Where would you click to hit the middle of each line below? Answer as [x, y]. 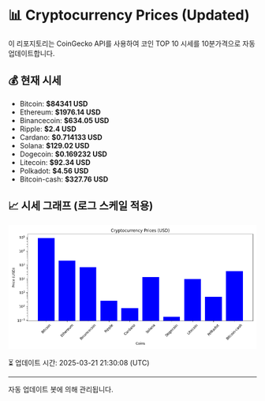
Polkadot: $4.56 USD [54, 171]
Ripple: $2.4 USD [48, 129]
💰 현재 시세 [35, 81]
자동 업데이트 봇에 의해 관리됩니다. [61, 389]
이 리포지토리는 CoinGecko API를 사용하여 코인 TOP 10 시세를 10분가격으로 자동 [132, 43]
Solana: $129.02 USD [54, 145]
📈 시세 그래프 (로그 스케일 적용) [81, 206]
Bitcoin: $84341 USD [54, 103]
